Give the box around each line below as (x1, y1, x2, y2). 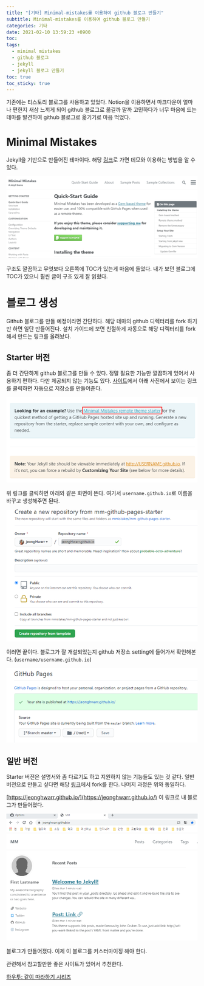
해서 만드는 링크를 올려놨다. (6, 333, 72, 340)
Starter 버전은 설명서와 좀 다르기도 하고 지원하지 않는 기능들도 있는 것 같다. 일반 (6, 773, 195, 781)
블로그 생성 (6, 296, 58, 310)
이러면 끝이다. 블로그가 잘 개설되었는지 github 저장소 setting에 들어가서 (6, 648, 175, 656)
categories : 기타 (6, 22, 47, 29)
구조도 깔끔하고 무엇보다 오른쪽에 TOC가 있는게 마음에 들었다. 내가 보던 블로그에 (6, 265, 195, 273)
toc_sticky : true (6, 80, 50, 86)
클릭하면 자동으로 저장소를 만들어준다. (12, 385, 102, 392)
